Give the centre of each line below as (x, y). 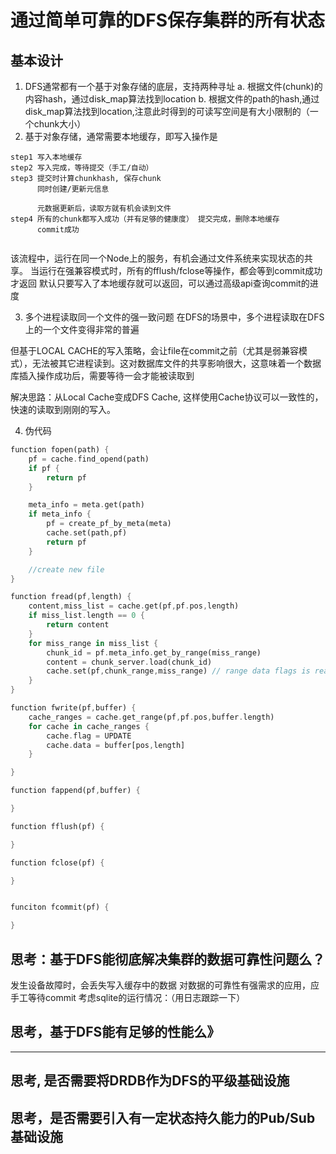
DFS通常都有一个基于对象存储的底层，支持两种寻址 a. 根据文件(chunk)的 (173, 86)
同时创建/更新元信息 (73, 189)
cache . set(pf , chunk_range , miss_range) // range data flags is (178, 671)
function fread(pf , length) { (71, 597)
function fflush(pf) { (57, 826)
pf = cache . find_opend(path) (89, 459)
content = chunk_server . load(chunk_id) (129, 662)
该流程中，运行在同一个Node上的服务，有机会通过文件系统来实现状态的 (157, 258)
